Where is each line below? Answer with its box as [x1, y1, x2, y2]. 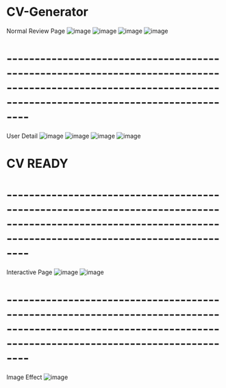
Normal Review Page [6, 27, 66, 35]
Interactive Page [6, 268, 53, 276]
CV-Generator [6, 4, 88, 20]
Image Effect [6, 373, 42, 381]
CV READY [6, 156, 69, 171]
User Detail [6, 132, 38, 140]
